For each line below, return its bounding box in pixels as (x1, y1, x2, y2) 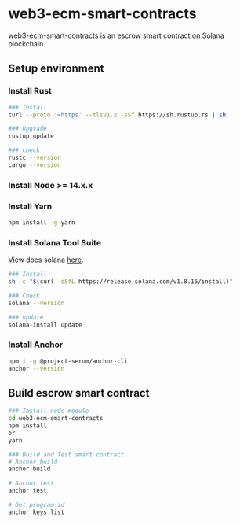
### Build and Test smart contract (8, 450, 125, 459)
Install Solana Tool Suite (8, 237, 102, 248)
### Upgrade (8, 125, 47, 133)
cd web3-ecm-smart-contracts (8, 415, 104, 423)
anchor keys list (8, 508, 65, 516)
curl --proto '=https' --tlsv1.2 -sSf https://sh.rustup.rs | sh (8, 111, 226, 119)
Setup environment (8, 62, 104, 76)
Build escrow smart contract (8, 386, 150, 400)
